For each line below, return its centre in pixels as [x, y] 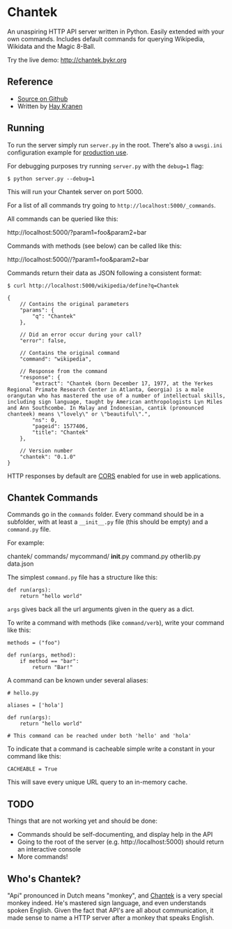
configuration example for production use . [68, 152]
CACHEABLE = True [32, 769]
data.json [21, 564]
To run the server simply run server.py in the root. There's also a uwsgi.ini [115, 145]
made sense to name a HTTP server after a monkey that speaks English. [111, 918]
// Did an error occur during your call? [80, 335]
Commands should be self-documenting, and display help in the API [115, 835]
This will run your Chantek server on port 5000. [75, 191]
